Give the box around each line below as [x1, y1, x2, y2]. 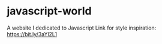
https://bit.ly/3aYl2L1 [7, 30, 58, 37]
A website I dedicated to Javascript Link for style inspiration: [7, 24, 157, 31]
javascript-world [7, 4, 92, 18]
